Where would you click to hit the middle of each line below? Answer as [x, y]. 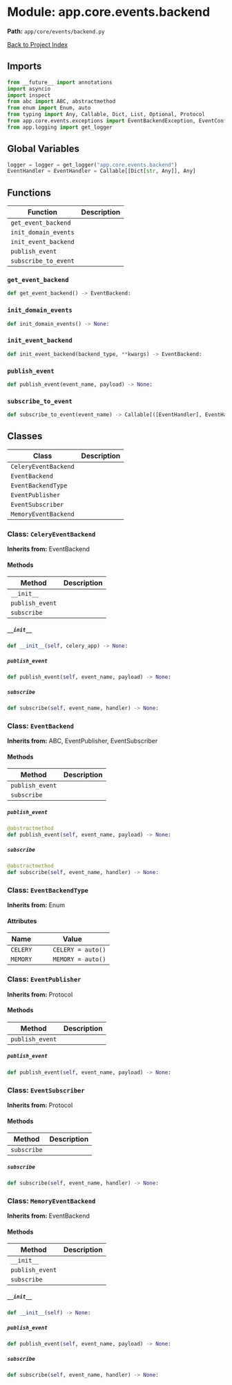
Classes [25, 436]
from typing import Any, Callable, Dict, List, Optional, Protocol [106, 115]
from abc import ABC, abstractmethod [61, 102]
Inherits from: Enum [36, 905]
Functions [29, 193]
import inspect [29, 95]
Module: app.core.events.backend [109, 12]
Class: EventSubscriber [46, 1090]
